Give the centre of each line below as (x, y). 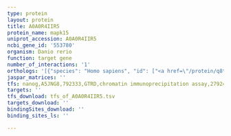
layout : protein (30, 20)
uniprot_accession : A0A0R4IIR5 (52, 39)
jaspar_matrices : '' (37, 77)
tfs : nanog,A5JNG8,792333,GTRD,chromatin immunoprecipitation (98, 84)
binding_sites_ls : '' (38, 115)
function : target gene (40, 58)
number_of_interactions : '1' (49, 65)
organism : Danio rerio (40, 52)
